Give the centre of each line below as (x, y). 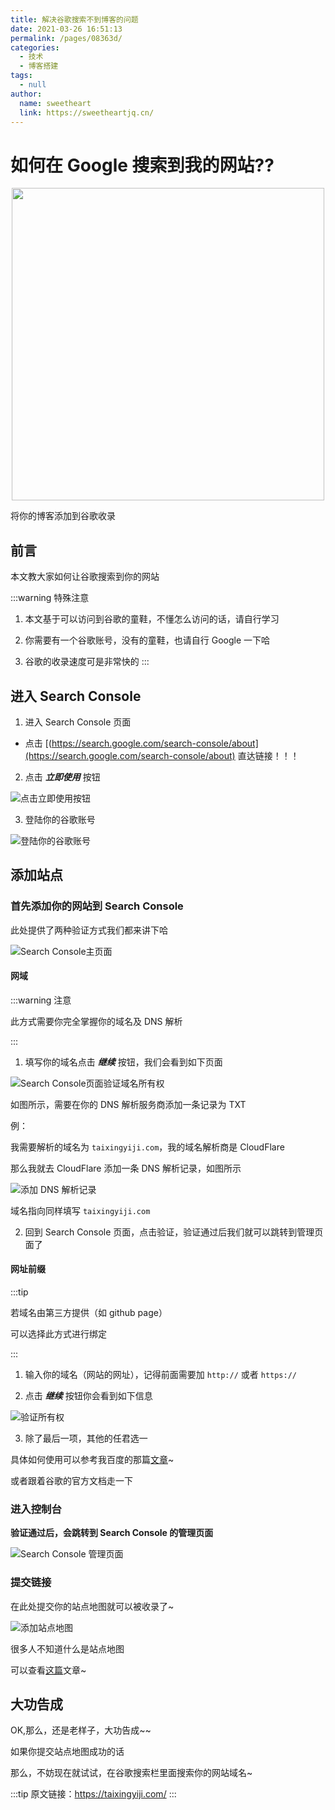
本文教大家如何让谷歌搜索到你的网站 (85, 577)
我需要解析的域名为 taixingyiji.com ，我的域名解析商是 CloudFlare (147, 1147)
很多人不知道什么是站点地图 (67, 1648)
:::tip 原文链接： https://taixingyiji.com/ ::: (93, 1794)
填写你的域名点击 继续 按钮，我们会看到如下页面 (123, 1062)
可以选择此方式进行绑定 (58, 1334)
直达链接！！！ (268, 755)
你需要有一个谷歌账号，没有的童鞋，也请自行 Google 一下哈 (147, 640)
